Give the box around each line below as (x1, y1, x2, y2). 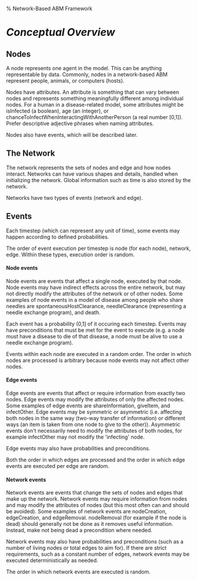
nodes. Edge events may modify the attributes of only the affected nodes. (6, 396, 185, 403)
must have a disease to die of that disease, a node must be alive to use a (6, 332, 182, 340)
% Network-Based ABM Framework (6, 5, 93, 12)
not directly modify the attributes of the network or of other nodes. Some (6, 290, 183, 297)
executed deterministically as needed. (6, 557, 99, 564)
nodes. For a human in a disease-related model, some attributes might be (6, 101, 184, 108)
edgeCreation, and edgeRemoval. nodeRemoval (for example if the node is (6, 514, 187, 521)
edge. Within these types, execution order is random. (6, 251, 135, 258)
